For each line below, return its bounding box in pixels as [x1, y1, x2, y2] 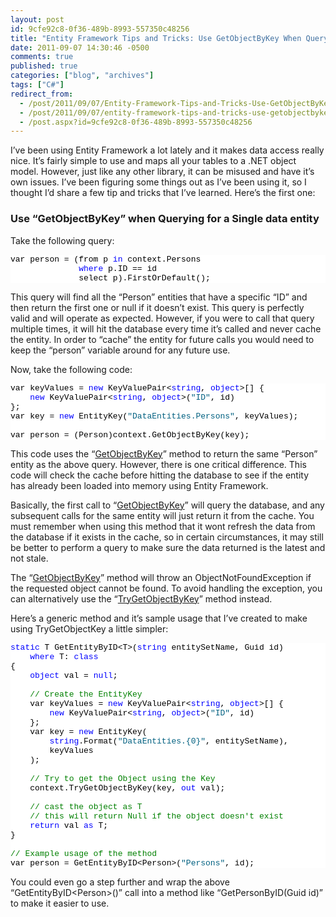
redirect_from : [10, 89, 74, 99]
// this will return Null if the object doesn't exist [29, 811, 284, 821]
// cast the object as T [29, 801, 143, 812]
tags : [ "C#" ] [10, 80, 65, 90]
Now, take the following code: [10, 363, 133, 375]
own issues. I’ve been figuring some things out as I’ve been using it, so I [10, 176, 307, 188]
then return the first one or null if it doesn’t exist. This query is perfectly [10, 301, 305, 313]
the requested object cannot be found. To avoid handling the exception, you [10, 582, 323, 594]
